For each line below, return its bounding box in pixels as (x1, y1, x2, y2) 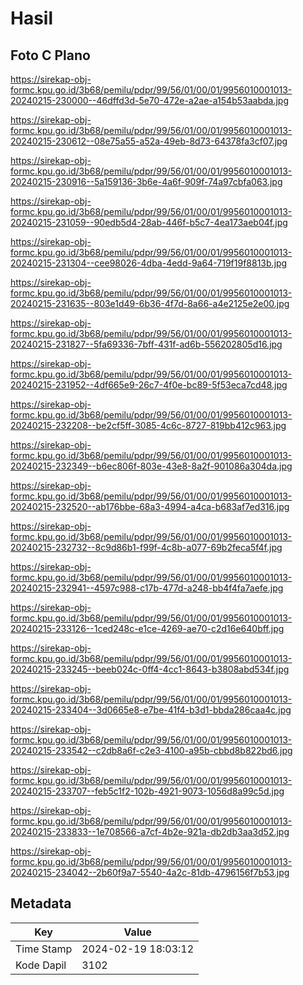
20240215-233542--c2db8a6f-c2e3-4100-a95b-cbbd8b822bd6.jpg (10, 745, 293, 756)
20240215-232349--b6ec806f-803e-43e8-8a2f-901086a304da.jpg (10, 460, 293, 472)
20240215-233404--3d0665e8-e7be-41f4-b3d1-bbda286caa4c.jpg (10, 704, 292, 716)
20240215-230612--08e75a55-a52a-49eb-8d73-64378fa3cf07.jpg (10, 135, 288, 147)
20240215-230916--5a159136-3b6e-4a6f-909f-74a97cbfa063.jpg (10, 176, 283, 187)
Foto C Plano (10, 47, 91, 64)
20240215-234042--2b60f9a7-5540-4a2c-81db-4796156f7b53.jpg (10, 867, 290, 878)
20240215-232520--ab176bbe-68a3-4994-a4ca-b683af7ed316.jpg (10, 501, 290, 512)
